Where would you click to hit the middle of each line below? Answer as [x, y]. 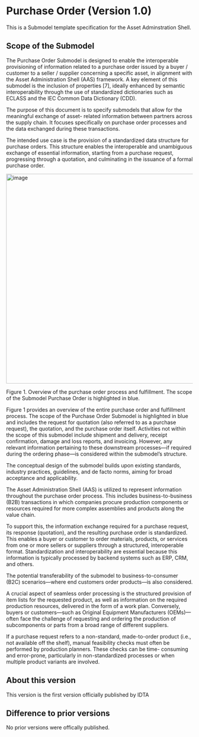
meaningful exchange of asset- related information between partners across [99, 116]
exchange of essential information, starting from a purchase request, [90, 153]
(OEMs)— [179, 612]
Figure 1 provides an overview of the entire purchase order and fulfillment [96, 409]
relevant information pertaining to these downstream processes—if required [99, 447]
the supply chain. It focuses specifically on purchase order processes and [96, 122]
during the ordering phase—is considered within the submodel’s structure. [97, 454]
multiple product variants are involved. [53, 662]
